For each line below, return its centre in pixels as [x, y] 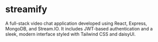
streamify [26, 9]
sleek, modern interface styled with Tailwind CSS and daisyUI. [71, 34]
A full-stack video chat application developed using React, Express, [76, 23]
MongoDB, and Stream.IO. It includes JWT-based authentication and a [79, 28]
